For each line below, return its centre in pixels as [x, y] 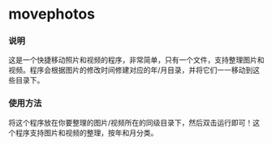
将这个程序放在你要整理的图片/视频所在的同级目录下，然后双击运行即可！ [131, 122]
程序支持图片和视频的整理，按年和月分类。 [86, 132]
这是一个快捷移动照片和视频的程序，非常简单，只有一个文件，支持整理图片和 [136, 60]
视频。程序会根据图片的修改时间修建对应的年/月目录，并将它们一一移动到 [131, 70]
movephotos [52, 14]
